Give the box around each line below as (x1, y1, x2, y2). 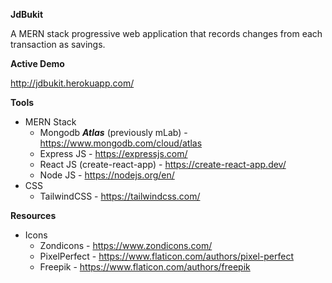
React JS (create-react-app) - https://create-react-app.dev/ (39, 159, 287, 170)
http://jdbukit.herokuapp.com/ (10, 77, 135, 89)
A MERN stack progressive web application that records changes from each (10, 28, 323, 39)
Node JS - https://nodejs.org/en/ (39, 169, 175, 181)
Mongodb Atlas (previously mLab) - (39, 127, 188, 138)
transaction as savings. (10, 39, 106, 50)
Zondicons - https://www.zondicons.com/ (39, 240, 213, 251)
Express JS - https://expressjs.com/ (39, 148, 188, 159)
